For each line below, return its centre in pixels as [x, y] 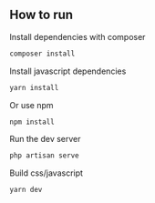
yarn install [34, 87]
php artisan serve [44, 156]
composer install [42, 54]
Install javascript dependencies [68, 71]
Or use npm [31, 105]
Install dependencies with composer [77, 36]
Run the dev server [45, 139]
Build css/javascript [46, 173]
